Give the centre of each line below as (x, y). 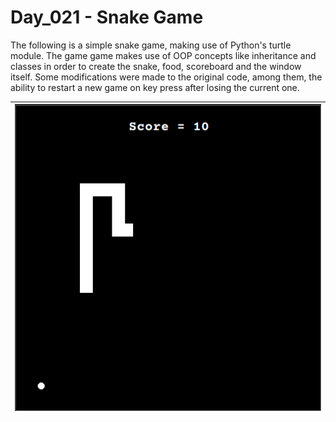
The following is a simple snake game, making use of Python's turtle (151, 45)
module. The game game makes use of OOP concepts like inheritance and (163, 55)
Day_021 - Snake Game (107, 17)
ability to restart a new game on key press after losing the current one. (155, 87)
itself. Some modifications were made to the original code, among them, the (166, 77)
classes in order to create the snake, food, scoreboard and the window (156, 66)
